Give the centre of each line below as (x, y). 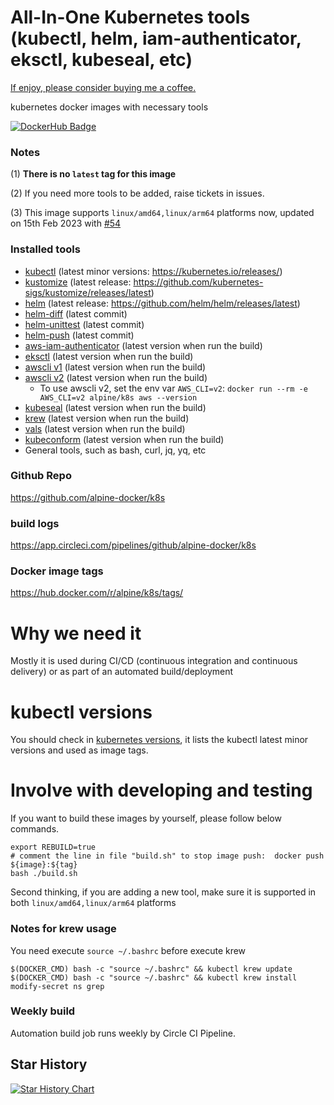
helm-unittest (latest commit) (84, 324)
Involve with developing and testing (161, 790)
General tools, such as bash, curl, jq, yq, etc (115, 450)
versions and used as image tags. (79, 750)
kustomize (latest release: (78, 282)
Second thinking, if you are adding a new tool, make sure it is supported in (163, 892)
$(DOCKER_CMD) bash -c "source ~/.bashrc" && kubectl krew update (151, 969)
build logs (35, 523)
